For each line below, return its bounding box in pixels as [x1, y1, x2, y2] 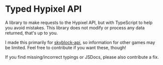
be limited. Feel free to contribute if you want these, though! [5, 44, 127, 50]
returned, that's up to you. [5, 30, 58, 36]
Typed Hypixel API [5, 3, 82, 15]
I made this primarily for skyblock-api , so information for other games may [5, 39, 156, 45]
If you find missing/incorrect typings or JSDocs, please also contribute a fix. [5, 54, 159, 60]
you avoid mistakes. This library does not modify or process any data [5, 24, 145, 30]
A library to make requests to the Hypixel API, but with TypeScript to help [5, 20, 153, 25]
